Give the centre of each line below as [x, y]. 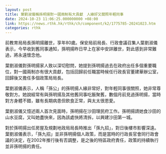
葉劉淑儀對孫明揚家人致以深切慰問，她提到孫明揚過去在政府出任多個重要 [79, 66]
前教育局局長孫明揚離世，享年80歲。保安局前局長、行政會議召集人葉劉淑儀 [82, 43]
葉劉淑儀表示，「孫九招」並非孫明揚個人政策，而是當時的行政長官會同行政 [80, 134]
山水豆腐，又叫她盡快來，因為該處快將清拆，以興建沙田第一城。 [70, 117]
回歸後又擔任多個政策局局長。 [35, 78]
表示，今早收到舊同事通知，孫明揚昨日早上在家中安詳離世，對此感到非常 [79, 49]
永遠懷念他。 [31, 55]
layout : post [19, 10]
